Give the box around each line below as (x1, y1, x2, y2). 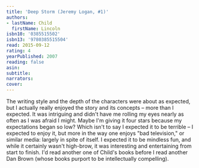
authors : (6, 14, 28, 20)
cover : (6, 82, 23, 88)
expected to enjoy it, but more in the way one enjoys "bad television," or (6, 130, 185, 137)
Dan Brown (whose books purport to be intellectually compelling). (6, 155, 170, 162)
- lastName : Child (6, 20, 52, 26)
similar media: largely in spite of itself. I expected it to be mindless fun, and (6, 136, 191, 143)
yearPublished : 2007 (6, 53, 58, 59)
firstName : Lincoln (11, 25, 61, 32)
